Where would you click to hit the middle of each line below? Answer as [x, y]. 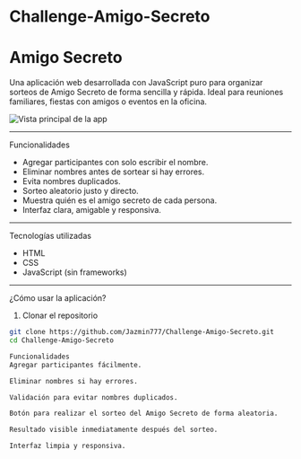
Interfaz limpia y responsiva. [68, 446]
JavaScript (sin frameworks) [74, 272]
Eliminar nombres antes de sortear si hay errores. [113, 172]
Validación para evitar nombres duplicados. [94, 397]
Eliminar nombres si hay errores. [74, 381]
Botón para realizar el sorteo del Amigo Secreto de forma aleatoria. [144, 414]
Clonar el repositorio [60, 315]
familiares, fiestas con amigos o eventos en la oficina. [108, 102]
